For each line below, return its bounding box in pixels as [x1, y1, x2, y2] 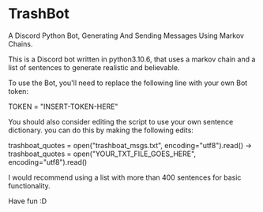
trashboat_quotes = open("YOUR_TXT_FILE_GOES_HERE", [8, 149, 196, 158]
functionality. [8, 180, 51, 190]
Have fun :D [8, 196, 47, 206]
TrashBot [8, 5, 70, 23]
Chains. [8, 39, 33, 48]
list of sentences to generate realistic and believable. [8, 62, 180, 72]
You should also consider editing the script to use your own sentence [8, 117, 234, 126]
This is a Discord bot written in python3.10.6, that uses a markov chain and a [8, 54, 256, 64]
